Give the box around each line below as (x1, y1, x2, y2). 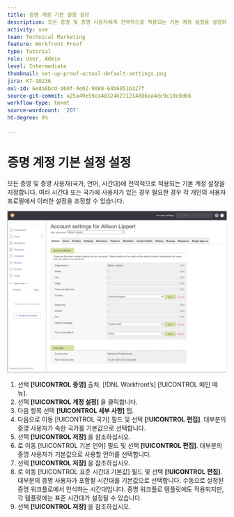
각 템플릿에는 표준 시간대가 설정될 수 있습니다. (17, 494, 143, 502)
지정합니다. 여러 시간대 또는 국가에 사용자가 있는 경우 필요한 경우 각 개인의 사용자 (7, 188, 226, 196)
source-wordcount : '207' (7, 107, 79, 114)
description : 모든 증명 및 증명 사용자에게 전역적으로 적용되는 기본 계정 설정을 (7, 18, 210, 26)
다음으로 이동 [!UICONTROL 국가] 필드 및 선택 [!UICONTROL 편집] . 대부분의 (17, 415, 226, 424)
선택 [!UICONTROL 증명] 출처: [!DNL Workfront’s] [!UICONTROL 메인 (17, 380, 211, 389)
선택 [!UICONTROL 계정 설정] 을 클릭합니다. (17, 398, 138, 406)
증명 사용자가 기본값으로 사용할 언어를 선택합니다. (17, 450, 152, 458)
